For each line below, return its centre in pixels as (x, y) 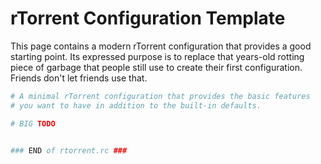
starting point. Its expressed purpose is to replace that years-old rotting (157, 56)
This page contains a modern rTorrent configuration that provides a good (161, 46)
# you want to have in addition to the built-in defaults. (136, 105)
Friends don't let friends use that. (79, 78)
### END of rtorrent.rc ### (69, 150)
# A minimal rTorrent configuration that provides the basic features (160, 96)
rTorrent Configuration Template (148, 18)
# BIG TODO (33, 123)
